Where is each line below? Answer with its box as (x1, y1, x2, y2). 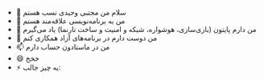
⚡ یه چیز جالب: (15, 62, 61, 72)
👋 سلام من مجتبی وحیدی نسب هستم (15, 8, 126, 17)
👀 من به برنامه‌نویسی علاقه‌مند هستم (15, 16, 126, 26)
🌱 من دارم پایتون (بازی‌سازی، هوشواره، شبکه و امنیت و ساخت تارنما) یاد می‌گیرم (15, 25, 257, 34)
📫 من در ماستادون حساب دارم (15, 42, 110, 51)
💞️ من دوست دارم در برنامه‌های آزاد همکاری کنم (15, 33, 158, 42)
